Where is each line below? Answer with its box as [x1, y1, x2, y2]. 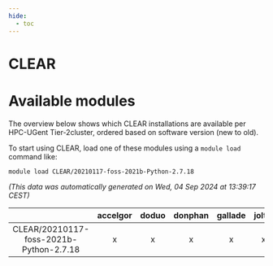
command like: [8, 151, 58, 161]
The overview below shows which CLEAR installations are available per [8, 119, 246, 129]
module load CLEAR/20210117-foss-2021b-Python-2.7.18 [8, 168, 195, 176]
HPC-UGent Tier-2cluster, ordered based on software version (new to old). [8, 127, 258, 137]
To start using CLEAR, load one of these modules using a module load [8, 143, 241, 153]
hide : [8, 11, 27, 20]
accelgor [97, 209, 132, 220]
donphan [173, 209, 210, 220]
